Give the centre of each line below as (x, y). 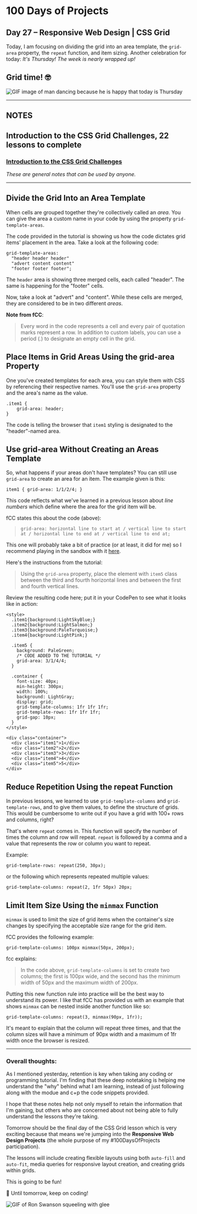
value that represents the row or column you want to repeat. (79, 844)
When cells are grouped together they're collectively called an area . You (94, 212)
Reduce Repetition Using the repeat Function (89, 787)
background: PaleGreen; (46, 651)
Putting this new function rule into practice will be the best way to (85, 994)
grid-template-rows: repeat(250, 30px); (56, 866)
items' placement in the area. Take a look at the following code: (82, 242)
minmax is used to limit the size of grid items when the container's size (90, 919)
